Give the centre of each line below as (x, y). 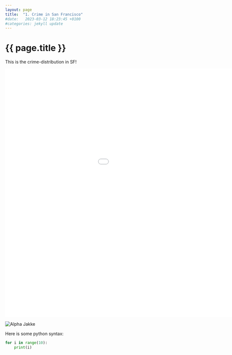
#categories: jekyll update (34, 24)
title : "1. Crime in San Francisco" (44, 14)
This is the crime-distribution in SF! (41, 62)
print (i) (23, 348)
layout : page (19, 10)
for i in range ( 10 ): (27, 343)
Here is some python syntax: (34, 334)
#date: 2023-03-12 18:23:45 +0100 (43, 19)
